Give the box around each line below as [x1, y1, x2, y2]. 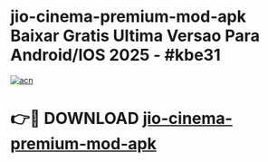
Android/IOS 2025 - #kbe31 [10, 45, 221, 65]
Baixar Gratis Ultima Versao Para [10, 25, 261, 46]
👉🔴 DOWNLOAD [10, 109, 139, 129]
